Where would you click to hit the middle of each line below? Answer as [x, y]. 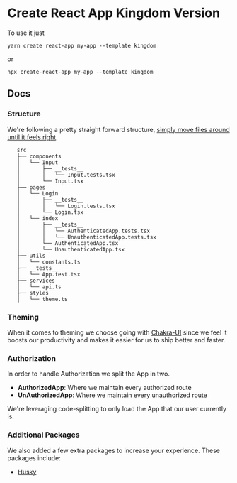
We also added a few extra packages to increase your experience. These [114, 450]
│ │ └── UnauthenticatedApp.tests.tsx [87, 237]
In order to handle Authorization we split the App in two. [89, 374]
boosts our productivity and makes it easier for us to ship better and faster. [116, 340]
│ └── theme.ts [42, 299]
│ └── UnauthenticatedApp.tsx [71, 249]
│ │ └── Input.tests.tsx [66, 175]
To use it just [26, 33]
